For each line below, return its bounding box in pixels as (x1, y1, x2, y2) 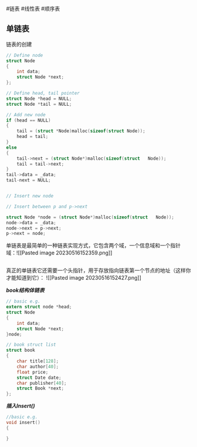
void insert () (6, 419, 41, 426)
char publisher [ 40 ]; (16, 380, 67, 386)
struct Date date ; (16, 375, 62, 381)
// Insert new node (6, 193, 54, 199)
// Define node (6, 52, 43, 58)
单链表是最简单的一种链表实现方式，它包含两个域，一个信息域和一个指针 (6, 242, 181, 249)
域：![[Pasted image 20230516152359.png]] (6, 249, 113, 257)
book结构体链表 (6, 287, 45, 294)
